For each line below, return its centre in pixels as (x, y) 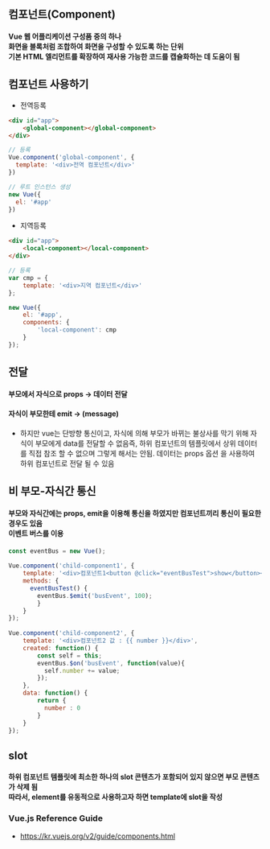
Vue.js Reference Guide (55, 818)
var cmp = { (28, 278)
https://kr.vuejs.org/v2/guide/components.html (97, 836)
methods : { (41, 581)
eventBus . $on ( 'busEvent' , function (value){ (111, 663)
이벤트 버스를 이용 (36, 533)
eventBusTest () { (59, 588)
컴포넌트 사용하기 (49, 84)
